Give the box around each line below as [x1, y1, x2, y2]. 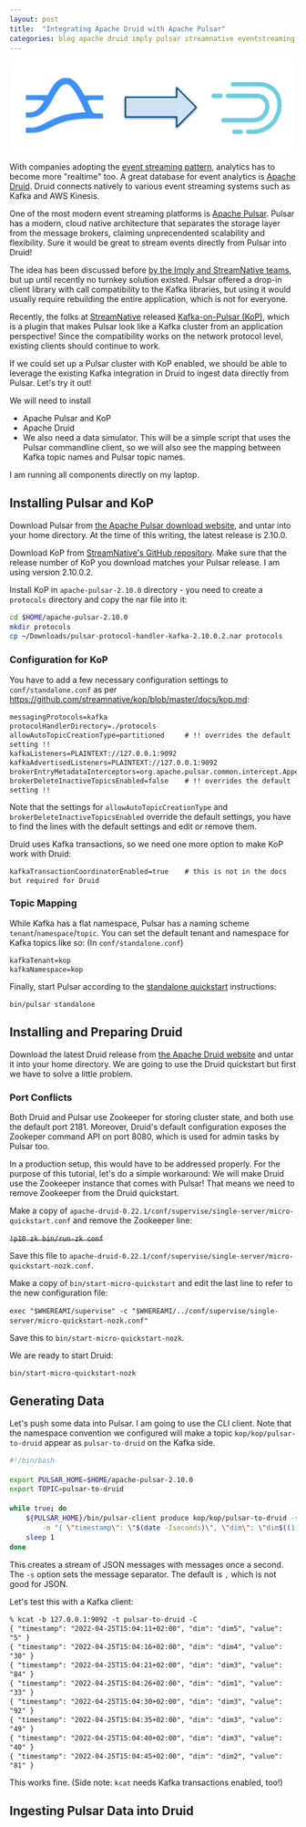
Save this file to [9, 1250, 67, 1261]
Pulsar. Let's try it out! [9, 377, 92, 388]
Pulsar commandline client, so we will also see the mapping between [22, 441, 281, 452]
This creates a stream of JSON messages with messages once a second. [9, 1559, 284, 1570]
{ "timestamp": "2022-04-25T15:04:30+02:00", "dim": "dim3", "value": [9, 1697, 283, 1706]
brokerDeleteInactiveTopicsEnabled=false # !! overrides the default [9, 776, 291, 785]
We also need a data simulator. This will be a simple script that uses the [22, 431, 291, 442]
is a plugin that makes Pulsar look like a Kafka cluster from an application [9, 320, 284, 332]
